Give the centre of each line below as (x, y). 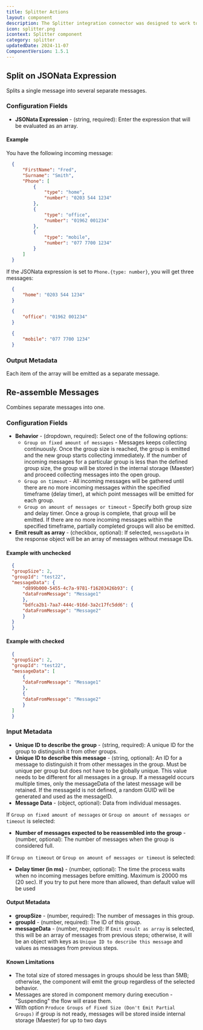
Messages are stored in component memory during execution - (94, 995)
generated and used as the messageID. (64, 796)
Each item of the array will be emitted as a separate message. (83, 373)
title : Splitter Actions (37, 12)
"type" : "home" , (65, 192)
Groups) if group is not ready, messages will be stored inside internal (100, 1014)
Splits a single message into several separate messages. (76, 90)
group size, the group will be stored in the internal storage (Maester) (109, 468)
